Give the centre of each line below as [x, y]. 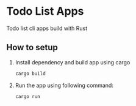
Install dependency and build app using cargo [73, 62]
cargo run [28, 96]
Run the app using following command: [64, 85]
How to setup [32, 47]
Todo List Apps [45, 11]
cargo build [30, 74]
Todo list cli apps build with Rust [47, 28]
